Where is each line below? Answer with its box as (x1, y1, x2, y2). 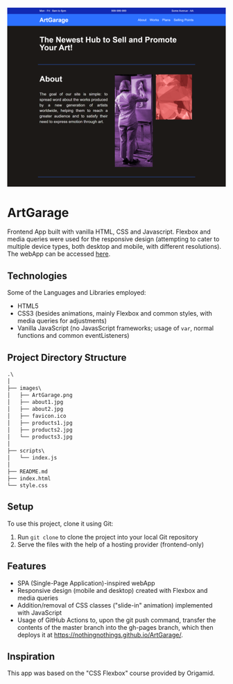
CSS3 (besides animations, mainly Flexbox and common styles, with (17, 309, 213, 318)
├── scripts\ (7, 448, 45, 455)
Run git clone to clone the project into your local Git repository (17, 532, 199, 541)
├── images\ (7, 385, 42, 392)
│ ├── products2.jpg (7, 427, 73, 434)
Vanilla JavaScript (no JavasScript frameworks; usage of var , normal (17, 324, 214, 332)
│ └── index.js (7, 455, 58, 462)
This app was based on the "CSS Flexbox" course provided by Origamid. (7, 669, 215, 678)
